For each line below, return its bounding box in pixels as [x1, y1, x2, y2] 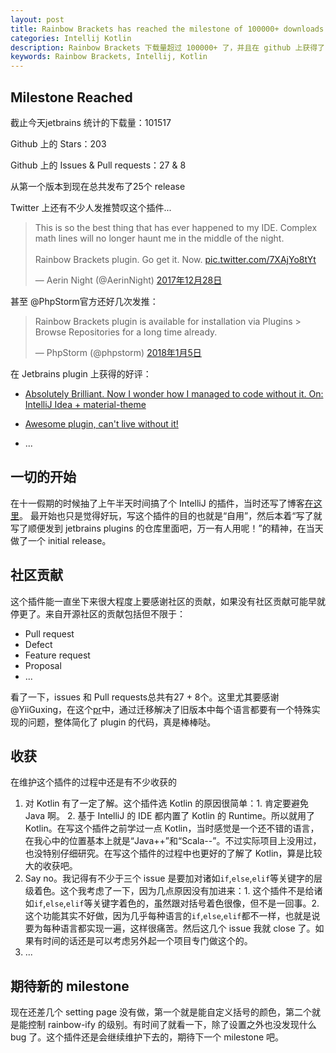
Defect [24, 638, 53, 650]
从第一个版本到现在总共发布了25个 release [10, 180, 186, 192]
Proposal [24, 659, 62, 671]
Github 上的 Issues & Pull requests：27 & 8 [10, 159, 187, 171]
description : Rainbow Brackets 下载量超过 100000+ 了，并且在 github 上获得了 [10, 42, 325, 53]
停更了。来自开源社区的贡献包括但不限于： [10, 607, 186, 620]
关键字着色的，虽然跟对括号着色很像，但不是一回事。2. [92, 897, 320, 910]
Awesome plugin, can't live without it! [24, 417, 179, 430]
